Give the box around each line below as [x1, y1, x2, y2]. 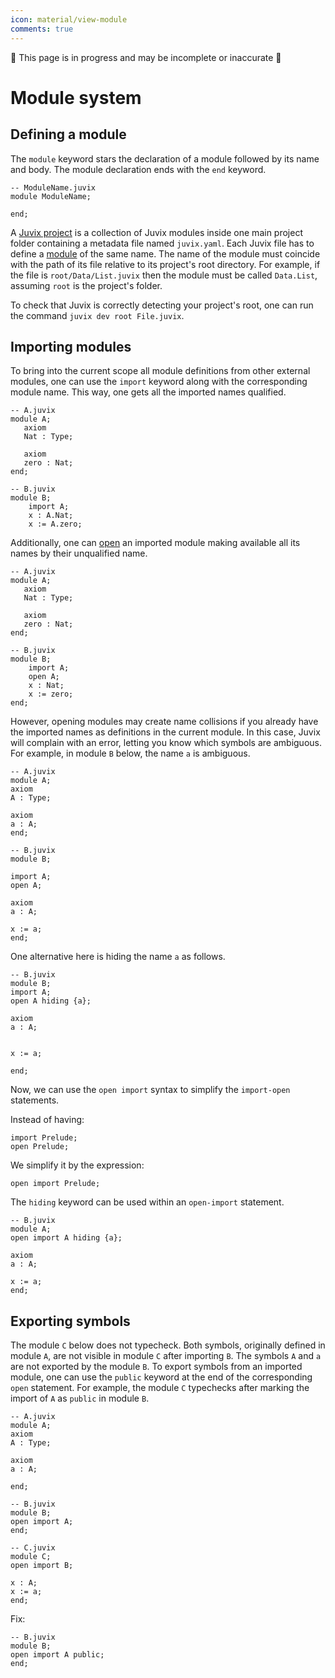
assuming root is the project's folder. [10, 279, 163, 291]
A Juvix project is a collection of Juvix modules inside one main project [10, 226, 303, 238]
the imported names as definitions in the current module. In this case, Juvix [10, 726, 321, 738]
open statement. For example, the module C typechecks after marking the [10, 1382, 310, 1394]
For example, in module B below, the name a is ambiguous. [10, 747, 251, 760]
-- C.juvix [10, 1543, 56, 1553]
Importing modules [10, 338, 132, 355]
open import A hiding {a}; [10, 1233, 123, 1243]
